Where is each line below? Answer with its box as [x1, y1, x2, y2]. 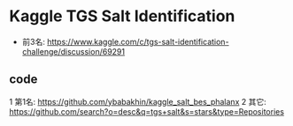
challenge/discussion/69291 [21, 46, 126, 56]
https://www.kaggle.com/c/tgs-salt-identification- [47, 36, 229, 47]
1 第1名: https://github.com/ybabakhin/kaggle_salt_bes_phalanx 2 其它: [9, 96, 267, 107]
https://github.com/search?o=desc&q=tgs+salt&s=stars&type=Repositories [9, 106, 285, 116]
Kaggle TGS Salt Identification [9, 6, 235, 26]
